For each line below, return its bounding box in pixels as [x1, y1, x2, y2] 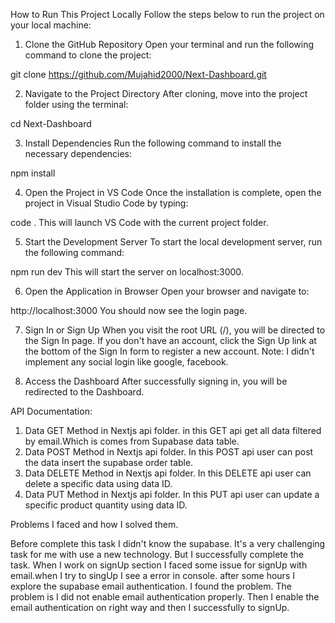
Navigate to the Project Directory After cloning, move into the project [24, 88, 308, 99]
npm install [10, 167, 56, 179]
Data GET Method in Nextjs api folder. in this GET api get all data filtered [24, 425, 322, 436]
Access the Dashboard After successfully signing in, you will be [24, 375, 288, 387]
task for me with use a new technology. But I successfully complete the [10, 549, 304, 560]
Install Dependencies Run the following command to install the [24, 137, 282, 149]
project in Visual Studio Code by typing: [24, 197, 189, 209]
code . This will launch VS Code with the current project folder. [10, 217, 269, 228]
